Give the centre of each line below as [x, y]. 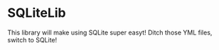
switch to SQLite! [32, 39]
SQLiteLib [37, 13]
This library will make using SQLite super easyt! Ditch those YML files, [110, 32]
